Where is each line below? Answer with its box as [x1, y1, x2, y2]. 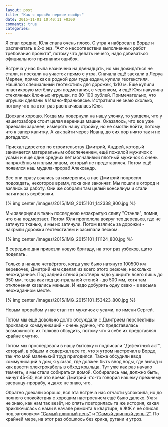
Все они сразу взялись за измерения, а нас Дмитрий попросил [5, 175, 142, 181]
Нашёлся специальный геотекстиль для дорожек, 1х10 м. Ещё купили [5, 81, 154, 88]
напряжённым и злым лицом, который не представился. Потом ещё [5, 160, 152, 166]
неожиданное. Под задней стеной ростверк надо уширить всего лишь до [5, 272, 163, 278]
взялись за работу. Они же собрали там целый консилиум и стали [5, 185, 148, 191]
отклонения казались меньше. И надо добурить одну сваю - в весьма [5, 282, 156, 288]
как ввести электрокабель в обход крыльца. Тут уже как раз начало [5, 364, 153, 370]
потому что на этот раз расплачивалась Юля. [5, 103, 103, 109]
